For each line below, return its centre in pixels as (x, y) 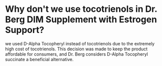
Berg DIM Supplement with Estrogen (81, 19)
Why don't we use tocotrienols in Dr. (81, 9)
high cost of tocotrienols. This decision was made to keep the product (76, 49)
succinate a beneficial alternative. (40, 59)
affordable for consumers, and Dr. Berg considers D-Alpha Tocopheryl (77, 54)
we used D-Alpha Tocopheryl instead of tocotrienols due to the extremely (80, 43)
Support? (25, 30)
